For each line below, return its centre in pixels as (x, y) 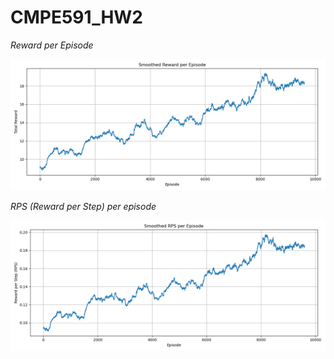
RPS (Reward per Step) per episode (83, 206)
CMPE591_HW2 (77, 17)
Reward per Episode (52, 45)
